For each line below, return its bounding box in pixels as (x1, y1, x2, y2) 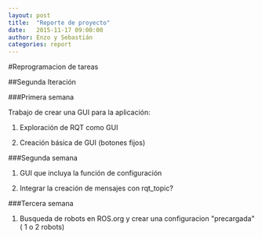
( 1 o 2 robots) (19, 223, 65, 232)
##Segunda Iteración (8, 78, 77, 87)
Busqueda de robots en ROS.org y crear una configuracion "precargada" (19, 214, 255, 223)
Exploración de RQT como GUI (19, 123, 118, 132)
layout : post (8, 11, 51, 20)
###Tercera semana (8, 199, 74, 208)
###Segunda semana (8, 154, 78, 163)
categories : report (8, 41, 72, 49)
